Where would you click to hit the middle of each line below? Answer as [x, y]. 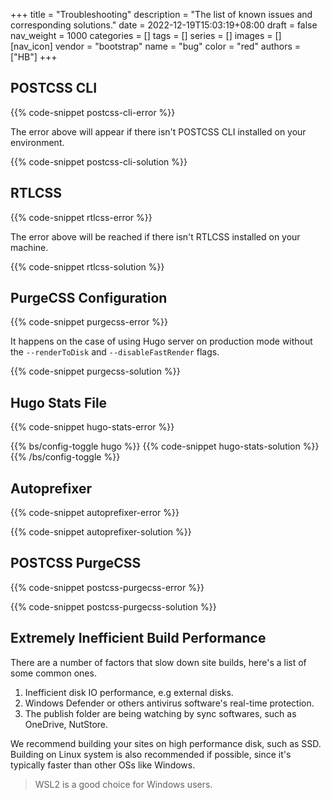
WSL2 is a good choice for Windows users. [123, 784]
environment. [37, 142]
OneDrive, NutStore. [66, 724]
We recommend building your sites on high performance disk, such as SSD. [166, 743]
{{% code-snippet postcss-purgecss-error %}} [107, 587]
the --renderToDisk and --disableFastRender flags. [115, 352]
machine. [29, 247]
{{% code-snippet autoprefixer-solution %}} [101, 532]
